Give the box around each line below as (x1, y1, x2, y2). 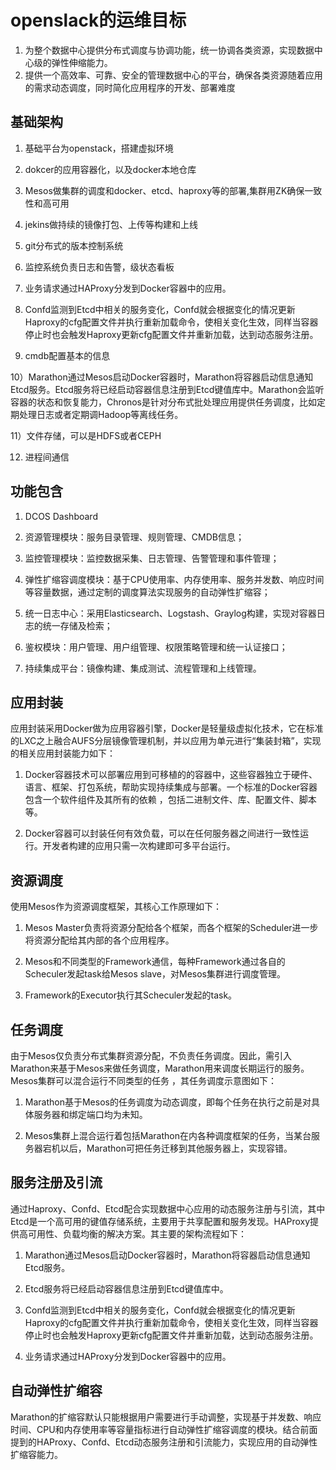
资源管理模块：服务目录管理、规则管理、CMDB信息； (24, 531, 245, 543)
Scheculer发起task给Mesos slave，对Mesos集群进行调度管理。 (24, 968, 286, 980)
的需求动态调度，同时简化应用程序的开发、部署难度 (24, 81, 236, 93)
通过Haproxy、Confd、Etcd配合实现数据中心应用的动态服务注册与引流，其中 (10, 1202, 326, 1215)
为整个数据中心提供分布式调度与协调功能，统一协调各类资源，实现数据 (24, 44, 315, 56)
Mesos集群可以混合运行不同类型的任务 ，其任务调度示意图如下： (10, 1075, 277, 1086)
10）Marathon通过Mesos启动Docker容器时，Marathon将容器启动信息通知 (10, 371, 314, 383)
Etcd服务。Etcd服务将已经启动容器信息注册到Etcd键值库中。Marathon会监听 (10, 383, 325, 395)
